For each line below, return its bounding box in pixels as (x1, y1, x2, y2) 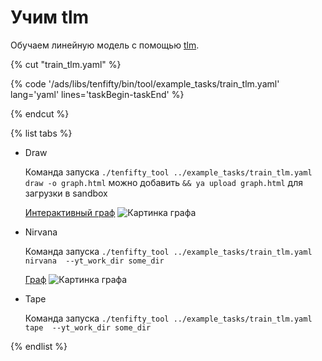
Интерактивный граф (24, 206, 116, 218)
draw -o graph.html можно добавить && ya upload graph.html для (24, 176, 303, 188)
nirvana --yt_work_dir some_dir (24, 256, 165, 266)
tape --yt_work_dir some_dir (24, 322, 152, 333)
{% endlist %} (10, 340, 68, 352)
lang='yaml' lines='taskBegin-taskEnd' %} (10, 88, 185, 100)
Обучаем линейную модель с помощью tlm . (10, 39, 200, 51)
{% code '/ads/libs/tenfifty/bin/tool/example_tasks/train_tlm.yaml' (10, 77, 280, 90)
